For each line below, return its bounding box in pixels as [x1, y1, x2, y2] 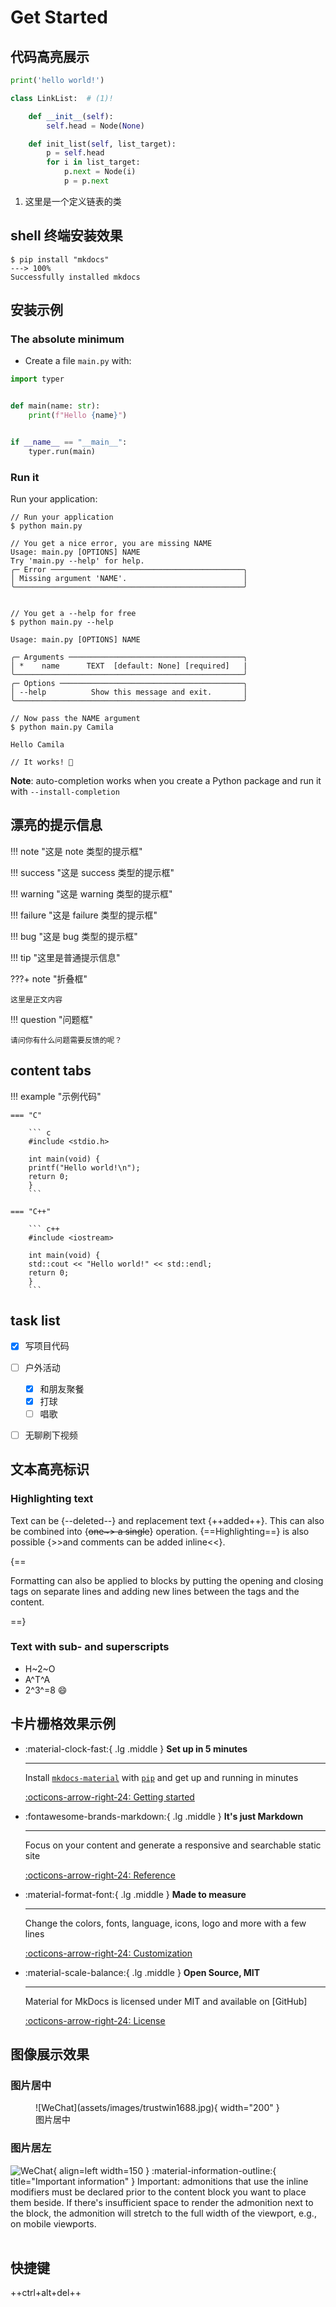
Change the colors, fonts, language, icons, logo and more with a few [24, 1917, 307, 1929]
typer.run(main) [28, 446, 97, 456]
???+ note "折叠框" [10, 972, 88, 985]
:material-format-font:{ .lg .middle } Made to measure [24, 1888, 247, 1900]
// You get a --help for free [10, 609, 137, 619]
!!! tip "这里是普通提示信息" [10, 951, 121, 963]
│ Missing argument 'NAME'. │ [10, 574, 248, 584]
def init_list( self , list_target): [28, 139, 177, 149]
